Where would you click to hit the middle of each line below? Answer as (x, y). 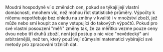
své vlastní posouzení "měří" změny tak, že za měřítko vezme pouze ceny (81, 28)
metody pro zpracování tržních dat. (41, 44)
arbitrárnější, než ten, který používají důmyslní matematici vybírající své (79, 39)
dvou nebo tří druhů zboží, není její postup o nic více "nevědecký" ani (77, 34)
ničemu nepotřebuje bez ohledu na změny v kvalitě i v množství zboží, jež (81, 18)
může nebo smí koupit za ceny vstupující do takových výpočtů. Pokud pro (81, 23)
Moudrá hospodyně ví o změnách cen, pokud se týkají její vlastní (72, 7)
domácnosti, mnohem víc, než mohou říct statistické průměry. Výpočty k (80, 12)
